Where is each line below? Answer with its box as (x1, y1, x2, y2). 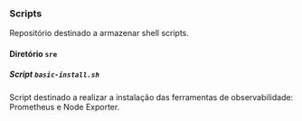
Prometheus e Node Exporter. (9, 101, 120, 112)
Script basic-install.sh (9, 69, 99, 79)
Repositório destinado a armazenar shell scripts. (9, 28, 190, 39)
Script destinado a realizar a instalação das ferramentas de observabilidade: (9, 91, 294, 102)
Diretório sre (9, 48, 58, 59)
